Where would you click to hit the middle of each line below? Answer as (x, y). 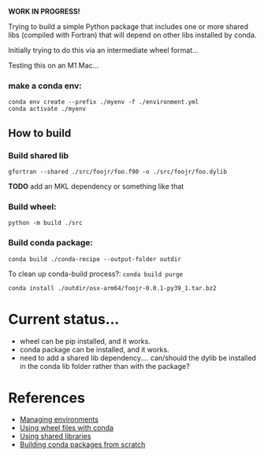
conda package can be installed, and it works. (94, 349)
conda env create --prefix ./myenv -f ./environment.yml (104, 102)
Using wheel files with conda (67, 428)
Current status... (64, 319)
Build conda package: (50, 243)
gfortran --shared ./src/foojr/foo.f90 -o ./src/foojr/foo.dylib (117, 171)
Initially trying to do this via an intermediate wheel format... (103, 50)
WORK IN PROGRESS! (44, 11)
